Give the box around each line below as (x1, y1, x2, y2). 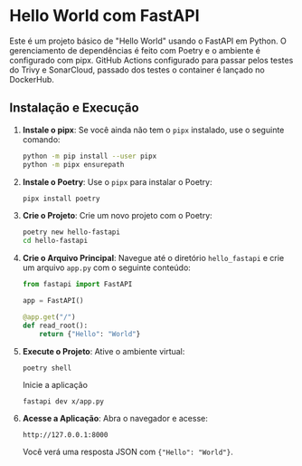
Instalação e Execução (9, 101, 139, 116)
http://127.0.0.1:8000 (22, 430, 109, 440)
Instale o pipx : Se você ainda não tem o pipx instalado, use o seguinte (22, 124, 285, 135)
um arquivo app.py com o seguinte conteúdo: (22, 262, 192, 273)
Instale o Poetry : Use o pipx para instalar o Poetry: (22, 176, 212, 187)
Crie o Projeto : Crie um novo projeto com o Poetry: (22, 210, 212, 221)
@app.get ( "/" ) (22, 312, 76, 322)
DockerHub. (9, 73, 54, 84)
